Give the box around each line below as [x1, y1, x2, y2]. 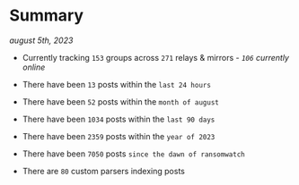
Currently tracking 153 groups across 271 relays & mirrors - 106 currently [22, 52, 290, 63]
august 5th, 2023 [9, 35, 74, 46]
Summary [9, 5, 84, 26]
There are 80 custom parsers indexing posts [22, 165, 186, 176]
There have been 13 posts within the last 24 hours [22, 79, 211, 89]
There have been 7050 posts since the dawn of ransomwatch [22, 148, 245, 159]
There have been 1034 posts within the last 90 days [22, 114, 215, 124]
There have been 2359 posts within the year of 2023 [22, 130, 215, 141]
